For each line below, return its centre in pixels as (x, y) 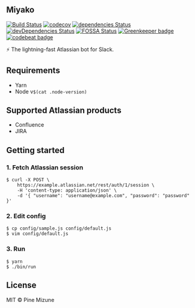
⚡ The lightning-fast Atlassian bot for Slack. (60, 49)
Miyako (20, 10)
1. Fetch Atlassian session (45, 167)
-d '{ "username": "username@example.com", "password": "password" (103, 196)
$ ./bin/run (21, 267)
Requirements (33, 71)
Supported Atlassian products (64, 111)
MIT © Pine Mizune (30, 300)
